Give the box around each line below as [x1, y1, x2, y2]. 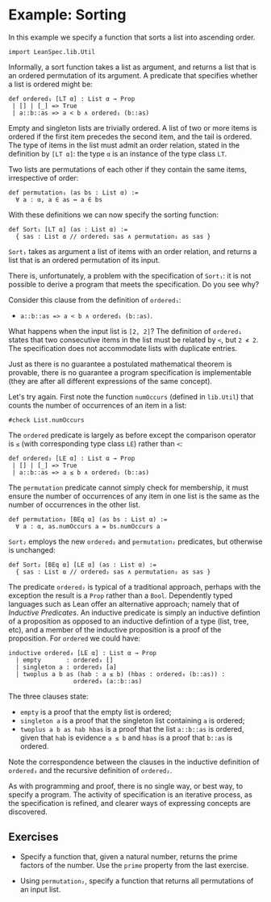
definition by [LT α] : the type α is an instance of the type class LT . [8, 148, 227, 158]
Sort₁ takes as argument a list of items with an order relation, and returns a [8, 246, 257, 256]
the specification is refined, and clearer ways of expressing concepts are [8, 798, 251, 808]
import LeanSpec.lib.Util [8, 48, 95, 56]
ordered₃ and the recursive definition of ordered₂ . [8, 765, 173, 775]
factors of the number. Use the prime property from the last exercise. [19, 860, 249, 870]
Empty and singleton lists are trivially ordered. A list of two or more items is [8, 123, 257, 132]
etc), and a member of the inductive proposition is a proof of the [8, 624, 222, 634]
